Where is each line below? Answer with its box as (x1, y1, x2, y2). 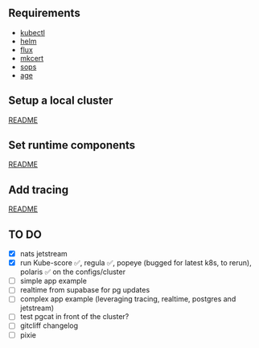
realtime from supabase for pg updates (19, 285, 150, 295)
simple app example (19, 276, 87, 286)
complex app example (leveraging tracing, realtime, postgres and (19, 294, 236, 304)
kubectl (19, 27, 46, 37)
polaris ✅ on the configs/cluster (19, 267, 126, 276)
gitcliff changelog (19, 321, 79, 330)
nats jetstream (19, 249, 68, 259)
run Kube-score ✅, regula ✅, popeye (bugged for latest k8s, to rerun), (19, 258, 252, 268)
